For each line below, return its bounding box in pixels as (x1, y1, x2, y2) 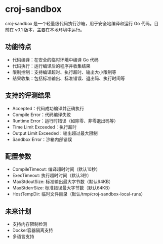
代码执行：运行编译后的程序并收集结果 (12, 63, 90, 69)
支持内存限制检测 (12, 221, 47, 227)
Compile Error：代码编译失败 (12, 112, 71, 118)
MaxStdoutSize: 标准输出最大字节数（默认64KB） (12, 179, 114, 184)
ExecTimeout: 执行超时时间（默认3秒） (12, 173, 92, 179)
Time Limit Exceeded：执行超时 (12, 124, 77, 130)
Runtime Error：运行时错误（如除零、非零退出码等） (12, 118, 119, 123)
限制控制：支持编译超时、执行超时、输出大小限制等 (12, 69, 117, 75)
